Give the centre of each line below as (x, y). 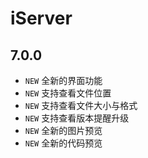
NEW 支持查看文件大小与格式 (81, 105)
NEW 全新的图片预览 (63, 130)
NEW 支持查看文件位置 (68, 93)
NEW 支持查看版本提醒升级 (77, 118)
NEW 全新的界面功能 (63, 80)
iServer (41, 18)
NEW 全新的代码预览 (63, 143)
